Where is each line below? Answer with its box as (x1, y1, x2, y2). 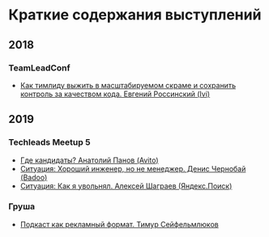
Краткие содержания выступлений (8, 6, 262, 24)
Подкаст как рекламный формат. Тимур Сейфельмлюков (19, 219, 219, 229)
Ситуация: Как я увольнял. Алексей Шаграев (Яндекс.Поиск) (19, 180, 233, 191)
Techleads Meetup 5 (8, 137, 91, 148)
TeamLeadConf (8, 62, 70, 74)
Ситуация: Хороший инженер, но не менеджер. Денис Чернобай (19, 163, 246, 173)
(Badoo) (19, 172, 48, 182)
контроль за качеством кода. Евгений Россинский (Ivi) (19, 89, 211, 99)
